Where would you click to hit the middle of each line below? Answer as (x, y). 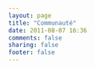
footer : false (32, 52)
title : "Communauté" (43, 23)
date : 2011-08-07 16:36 (48, 30)
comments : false (35, 38)
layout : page (30, 15)
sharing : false (34, 45)
